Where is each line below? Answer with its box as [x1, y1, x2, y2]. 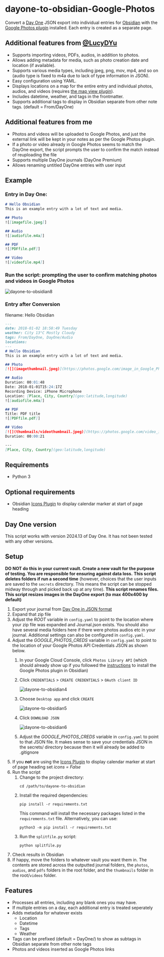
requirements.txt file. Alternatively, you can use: [19, 815, 118, 821]
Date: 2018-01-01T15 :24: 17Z [5, 384, 62, 389]
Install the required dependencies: [19, 792, 89, 798]
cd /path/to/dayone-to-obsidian [19, 784, 85, 788]
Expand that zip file [12, 611, 51, 617]
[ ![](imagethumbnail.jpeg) [5, 366, 60, 372]
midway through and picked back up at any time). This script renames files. [5, 586, 159, 592]
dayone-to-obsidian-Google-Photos [5, 3, 155, 15]
